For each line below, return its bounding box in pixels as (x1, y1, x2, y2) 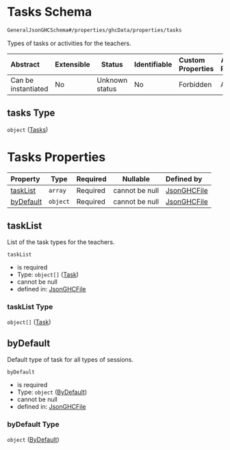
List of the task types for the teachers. (7, 238, 115, 246)
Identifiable (133, 59, 172, 69)
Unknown (97, 75, 128, 85)
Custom (179, 55, 205, 65)
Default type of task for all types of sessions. (7, 356, 133, 364)
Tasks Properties (7, 149, 106, 165)
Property (10, 174, 40, 183)
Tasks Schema (7, 4, 92, 20)
